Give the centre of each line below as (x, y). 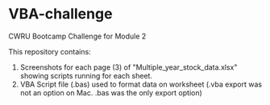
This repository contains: (50, 51)
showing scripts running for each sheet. (86, 75)
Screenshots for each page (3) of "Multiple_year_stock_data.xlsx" (129, 67)
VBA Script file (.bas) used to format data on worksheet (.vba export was (141, 84)
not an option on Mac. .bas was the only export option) (111, 92)
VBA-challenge (60, 14)
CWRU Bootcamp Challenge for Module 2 (77, 36)
